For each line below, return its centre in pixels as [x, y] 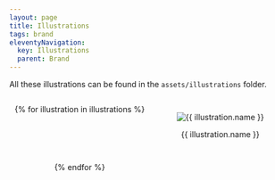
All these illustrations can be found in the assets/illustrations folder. [138, 84]
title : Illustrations [50, 26]
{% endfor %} [79, 167]
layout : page [33, 17]
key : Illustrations [54, 51]
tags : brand [31, 34]
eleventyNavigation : [48, 42]
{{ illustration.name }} [221, 134]
